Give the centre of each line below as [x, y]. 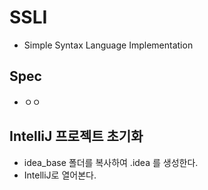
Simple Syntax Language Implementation [108, 45]
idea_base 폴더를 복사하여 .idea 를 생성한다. [111, 162]
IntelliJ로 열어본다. [60, 175]
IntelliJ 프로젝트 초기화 [76, 136]
